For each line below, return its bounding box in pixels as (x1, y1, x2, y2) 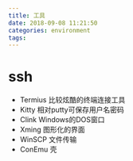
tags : (8, 33, 26, 42)
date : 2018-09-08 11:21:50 (8, 19, 98, 27)
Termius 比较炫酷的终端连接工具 (19, 95, 126, 105)
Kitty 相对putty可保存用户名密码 (19, 105, 125, 115)
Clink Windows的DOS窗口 (19, 115, 105, 125)
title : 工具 (8, 11, 45, 20)
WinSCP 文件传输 (19, 135, 77, 144)
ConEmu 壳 (19, 144, 57, 155)
